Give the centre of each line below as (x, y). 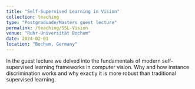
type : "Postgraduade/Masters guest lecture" (62, 22)
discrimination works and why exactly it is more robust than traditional (91, 73)
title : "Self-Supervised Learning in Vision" (63, 11)
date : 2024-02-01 (27, 39)
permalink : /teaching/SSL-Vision (47, 28)
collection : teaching (33, 17)
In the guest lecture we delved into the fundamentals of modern (83, 61)
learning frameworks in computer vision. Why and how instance (112, 67)
